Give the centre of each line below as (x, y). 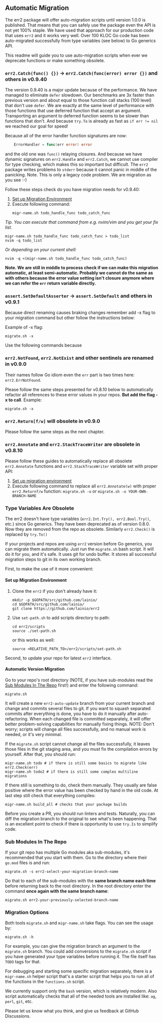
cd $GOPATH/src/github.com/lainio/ (48, 604)
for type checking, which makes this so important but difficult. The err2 (77, 164)
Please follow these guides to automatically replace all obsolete (69, 461)
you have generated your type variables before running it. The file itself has (81, 957)
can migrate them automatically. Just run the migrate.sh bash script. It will (80, 549)
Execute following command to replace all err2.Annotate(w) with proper (84, 486)
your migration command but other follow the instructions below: (70, 318)
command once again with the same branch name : (57, 891)
